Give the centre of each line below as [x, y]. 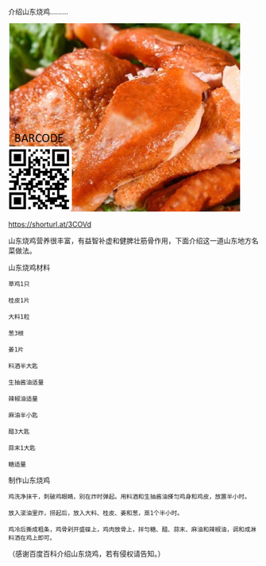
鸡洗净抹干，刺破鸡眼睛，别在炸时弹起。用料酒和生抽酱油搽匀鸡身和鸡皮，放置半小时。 [129, 497]
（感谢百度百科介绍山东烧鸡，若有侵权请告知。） [87, 554]
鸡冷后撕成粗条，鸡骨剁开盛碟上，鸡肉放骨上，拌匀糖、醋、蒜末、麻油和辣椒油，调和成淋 [132, 529]
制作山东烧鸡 [29, 480]
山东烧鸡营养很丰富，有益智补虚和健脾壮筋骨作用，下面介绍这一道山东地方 [130, 240]
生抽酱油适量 [26, 382]
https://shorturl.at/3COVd [50, 224]
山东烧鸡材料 [29, 267]
